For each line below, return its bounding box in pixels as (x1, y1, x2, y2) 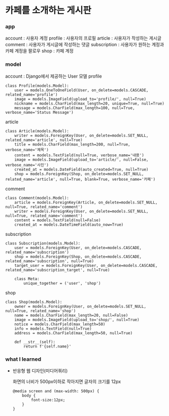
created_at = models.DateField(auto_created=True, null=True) (14, 167, 149, 172)
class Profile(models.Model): (5, 83, 70, 88)
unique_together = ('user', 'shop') (23, 281, 101, 286)
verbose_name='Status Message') (5, 110, 74, 115)
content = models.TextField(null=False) (14, 218, 101, 223)
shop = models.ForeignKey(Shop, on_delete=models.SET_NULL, (14, 171, 144, 177)
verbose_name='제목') (5, 147, 49, 152)
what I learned (5, 356, 42, 363)
